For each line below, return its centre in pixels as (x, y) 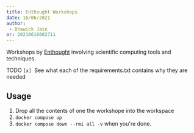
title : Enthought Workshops (42, 12)
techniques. (21, 59)
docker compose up (38, 117)
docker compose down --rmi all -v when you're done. (83, 123)
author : (16, 23)
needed (16, 77)
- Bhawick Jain (28, 29)
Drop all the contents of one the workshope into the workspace (95, 110)
